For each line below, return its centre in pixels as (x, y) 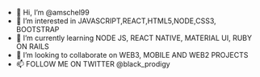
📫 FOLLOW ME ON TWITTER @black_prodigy (93, 64)
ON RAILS (33, 47)
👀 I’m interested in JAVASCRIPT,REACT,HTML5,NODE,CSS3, (116, 21)
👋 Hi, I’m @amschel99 (53, 12)
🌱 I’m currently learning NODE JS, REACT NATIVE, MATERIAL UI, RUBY (134, 38)
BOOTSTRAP (38, 29)
